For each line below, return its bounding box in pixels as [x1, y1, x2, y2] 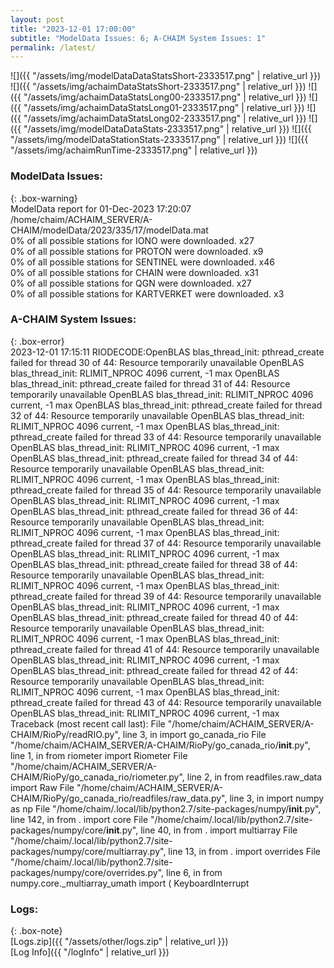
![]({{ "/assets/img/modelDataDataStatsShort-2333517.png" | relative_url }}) [10, 70, 322, 82]
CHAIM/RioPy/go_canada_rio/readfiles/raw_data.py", [10, 792, 228, 804]
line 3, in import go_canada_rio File [122, 728, 267, 740]
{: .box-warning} [10, 192, 78, 204]
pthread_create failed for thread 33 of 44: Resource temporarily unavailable [10, 431, 322, 443]
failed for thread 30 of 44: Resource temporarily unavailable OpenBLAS [10, 356, 305, 368]
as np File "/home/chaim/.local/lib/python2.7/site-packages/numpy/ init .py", [10, 802, 322, 815]
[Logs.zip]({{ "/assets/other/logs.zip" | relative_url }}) [10, 936, 229, 948]
